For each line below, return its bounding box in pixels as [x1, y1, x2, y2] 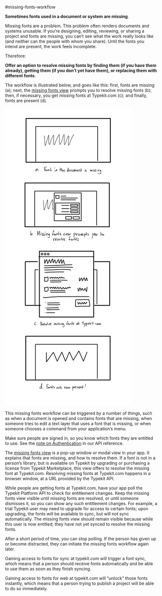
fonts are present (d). [5, 98, 47, 104]
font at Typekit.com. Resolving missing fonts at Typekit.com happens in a [5, 471, 151, 476]
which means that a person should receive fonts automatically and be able [5, 561, 153, 566]
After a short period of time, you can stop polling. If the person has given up [5, 536, 156, 542]
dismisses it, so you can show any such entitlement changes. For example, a [5, 501, 158, 506]
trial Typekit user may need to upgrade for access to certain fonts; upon [5, 506, 148, 511]
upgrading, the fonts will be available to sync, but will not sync [5, 511, 129, 517]
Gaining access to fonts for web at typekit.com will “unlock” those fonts [5, 576, 148, 581]
